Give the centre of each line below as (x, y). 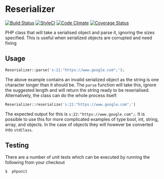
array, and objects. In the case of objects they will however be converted (79, 124)
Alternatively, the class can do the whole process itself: (61, 95)
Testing (17, 145)
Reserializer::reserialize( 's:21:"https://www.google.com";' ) (70, 104)
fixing (11, 43)
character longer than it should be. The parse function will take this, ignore (81, 85)
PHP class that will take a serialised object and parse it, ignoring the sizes (80, 32)
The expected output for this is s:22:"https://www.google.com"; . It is (75, 114)
